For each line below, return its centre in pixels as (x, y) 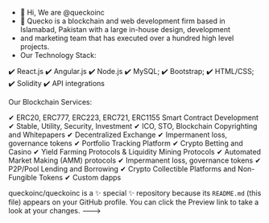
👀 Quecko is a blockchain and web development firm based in (122, 21)
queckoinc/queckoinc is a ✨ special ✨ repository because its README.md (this (135, 193)
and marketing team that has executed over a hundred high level (127, 38)
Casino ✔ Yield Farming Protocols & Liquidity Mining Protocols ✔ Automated (135, 152)
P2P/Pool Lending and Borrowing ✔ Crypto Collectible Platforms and (122, 169)
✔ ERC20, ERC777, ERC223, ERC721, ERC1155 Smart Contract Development (134, 118)
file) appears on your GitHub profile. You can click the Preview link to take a (134, 202)
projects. (35, 47)
